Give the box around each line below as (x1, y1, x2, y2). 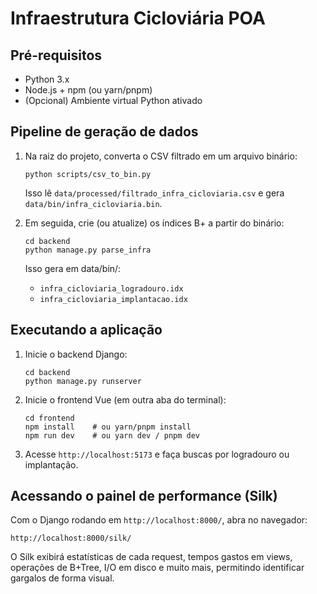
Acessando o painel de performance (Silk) (10, 488, 278, 505)
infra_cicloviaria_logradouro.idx (39, 283, 184, 294)
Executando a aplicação (10, 322, 163, 339)
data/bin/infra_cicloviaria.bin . (24, 197, 163, 209)
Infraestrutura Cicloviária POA (10, 7, 266, 30)
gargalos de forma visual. (10, 572, 115, 584)
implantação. (24, 458, 79, 471)
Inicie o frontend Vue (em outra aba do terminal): (24, 393, 227, 406)
